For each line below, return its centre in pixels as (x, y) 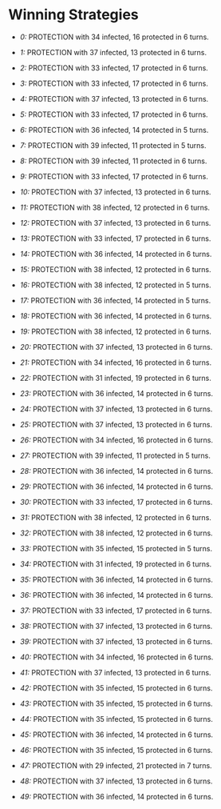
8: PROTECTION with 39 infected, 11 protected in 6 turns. (113, 161)
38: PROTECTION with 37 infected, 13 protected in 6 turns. (116, 626)
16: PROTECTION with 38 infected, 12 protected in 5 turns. (115, 285)
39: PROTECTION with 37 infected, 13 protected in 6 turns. (116, 641)
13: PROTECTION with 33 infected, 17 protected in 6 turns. (115, 238)
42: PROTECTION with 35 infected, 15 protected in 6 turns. (116, 688)
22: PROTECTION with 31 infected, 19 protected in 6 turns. (115, 378)
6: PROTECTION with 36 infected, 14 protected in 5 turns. (114, 130)
